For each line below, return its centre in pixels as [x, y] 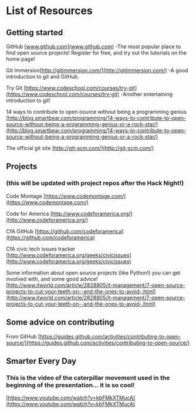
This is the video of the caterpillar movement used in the [88, 378]
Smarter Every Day [41, 361]
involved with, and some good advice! [52, 279]
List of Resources [49, 11]
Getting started [35, 33]
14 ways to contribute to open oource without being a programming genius [96, 112]
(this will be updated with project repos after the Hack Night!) [95, 183]
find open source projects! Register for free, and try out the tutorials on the [96, 53]
